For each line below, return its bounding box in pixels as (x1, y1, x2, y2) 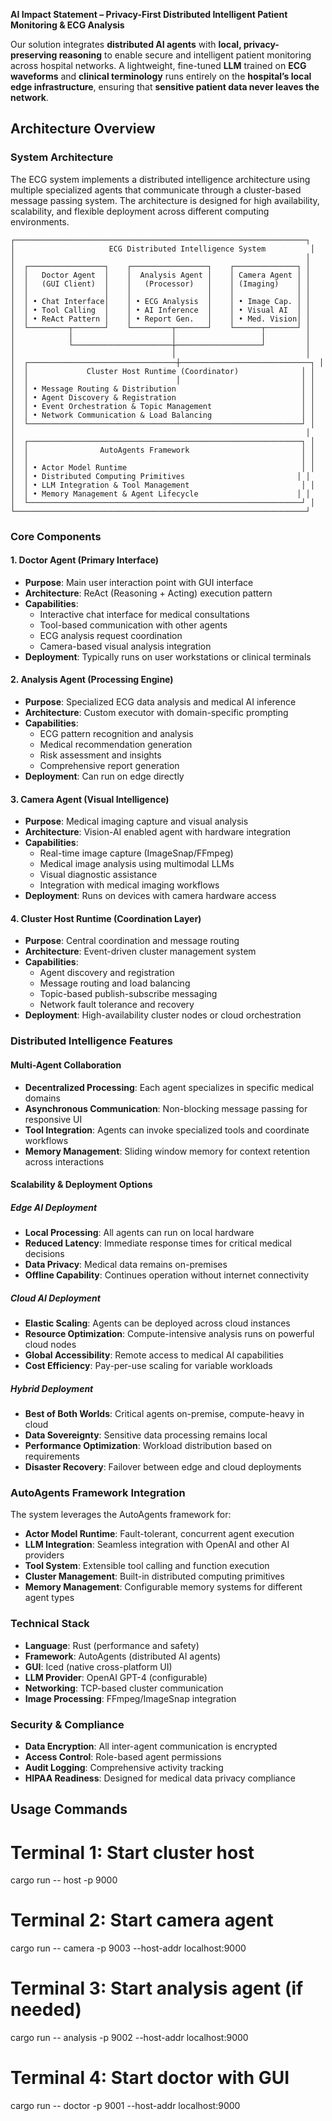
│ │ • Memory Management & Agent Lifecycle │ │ (10, 489, 311, 499)
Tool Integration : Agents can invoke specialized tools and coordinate (24, 1124, 310, 1136)
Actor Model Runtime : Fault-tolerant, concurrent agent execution (24, 1528, 295, 1540)
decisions (24, 1248, 65, 1260)
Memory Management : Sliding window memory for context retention (24, 1145, 310, 1157)
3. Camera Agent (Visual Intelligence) (10, 793, 170, 805)
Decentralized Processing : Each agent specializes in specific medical (24, 1081, 315, 1093)
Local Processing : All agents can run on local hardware (24, 1227, 255, 1239)
